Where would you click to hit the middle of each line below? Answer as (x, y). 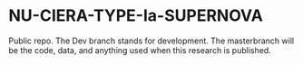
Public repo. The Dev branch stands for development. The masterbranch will (151, 41)
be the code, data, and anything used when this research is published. (140, 50)
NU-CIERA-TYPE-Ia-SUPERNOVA (136, 16)
